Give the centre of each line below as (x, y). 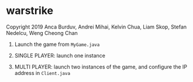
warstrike (30, 11)
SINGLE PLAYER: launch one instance (60, 55)
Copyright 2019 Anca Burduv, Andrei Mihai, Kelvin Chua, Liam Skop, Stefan (96, 27)
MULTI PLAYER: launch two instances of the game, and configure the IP (101, 67)
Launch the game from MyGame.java (57, 44)
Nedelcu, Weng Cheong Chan (42, 33)
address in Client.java (42, 73)
